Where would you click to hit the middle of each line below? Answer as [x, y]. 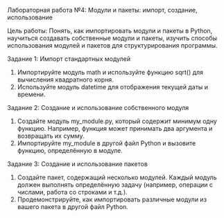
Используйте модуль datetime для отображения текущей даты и [113, 87]
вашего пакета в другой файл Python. [72, 207]
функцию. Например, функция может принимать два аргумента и [115, 128]
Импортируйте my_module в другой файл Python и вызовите [106, 143]
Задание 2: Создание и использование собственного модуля [98, 108]
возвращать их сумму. [51, 136]
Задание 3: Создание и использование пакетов [77, 164]
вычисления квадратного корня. [66, 80]
